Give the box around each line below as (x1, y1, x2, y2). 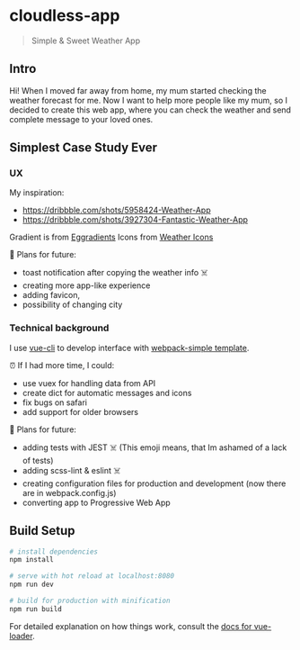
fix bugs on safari (22, 397, 88, 408)
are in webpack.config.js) (22, 487, 117, 498)
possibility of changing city (22, 299, 123, 311)
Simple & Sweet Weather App (31, 35, 141, 46)
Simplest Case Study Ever (9, 140, 158, 156)
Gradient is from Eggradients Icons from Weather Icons (9, 231, 214, 243)
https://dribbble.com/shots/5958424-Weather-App (22, 204, 211, 216)
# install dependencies (9, 546, 99, 556)
